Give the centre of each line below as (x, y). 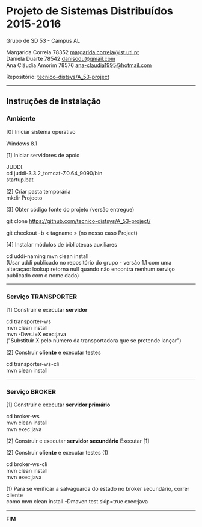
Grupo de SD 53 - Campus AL (43, 40)
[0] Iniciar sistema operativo (41, 131)
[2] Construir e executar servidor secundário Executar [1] (78, 441)
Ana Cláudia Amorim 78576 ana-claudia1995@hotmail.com (79, 65)
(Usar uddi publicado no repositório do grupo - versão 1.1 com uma (89, 262)
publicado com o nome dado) (43, 275)
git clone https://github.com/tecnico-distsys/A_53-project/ (78, 221)
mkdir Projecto (24, 198)
